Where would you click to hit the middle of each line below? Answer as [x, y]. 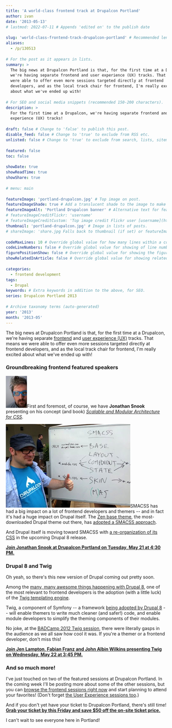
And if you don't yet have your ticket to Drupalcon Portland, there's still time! [86, 705]
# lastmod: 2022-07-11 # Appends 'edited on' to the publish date [78, 27]
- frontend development [35, 274]
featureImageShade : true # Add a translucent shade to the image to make [86, 205]
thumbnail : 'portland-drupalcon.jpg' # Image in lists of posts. [77, 226]
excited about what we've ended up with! [49, 354]
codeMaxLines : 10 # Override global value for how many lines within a [83, 242]
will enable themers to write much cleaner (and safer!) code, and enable [85, 613]
